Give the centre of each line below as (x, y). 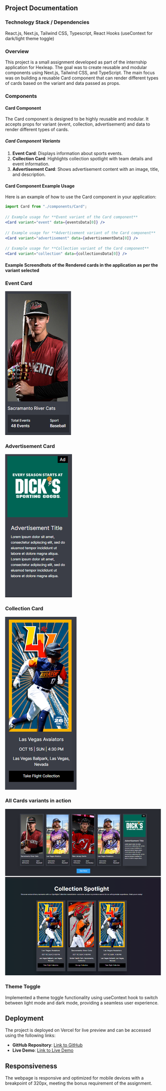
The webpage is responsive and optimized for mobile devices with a (75, 1078)
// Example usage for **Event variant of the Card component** (72, 217)
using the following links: (30, 1035)
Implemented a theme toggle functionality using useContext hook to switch (82, 997)
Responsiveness (31, 1066)
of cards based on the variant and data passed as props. (63, 83)
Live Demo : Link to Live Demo (43, 1050)
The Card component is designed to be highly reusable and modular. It (77, 119)
